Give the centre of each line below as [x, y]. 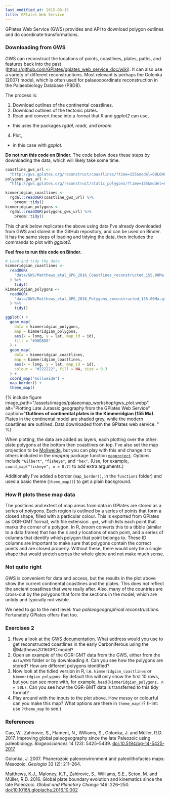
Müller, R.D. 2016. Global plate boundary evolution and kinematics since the [84, 779]
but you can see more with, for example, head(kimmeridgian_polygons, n [88, 682]
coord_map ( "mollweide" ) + [37, 378]
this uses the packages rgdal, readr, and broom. [62, 125]
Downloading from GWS [35, 48]
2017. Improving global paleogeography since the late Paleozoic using [78, 738]
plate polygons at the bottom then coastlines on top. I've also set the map [82, 445]
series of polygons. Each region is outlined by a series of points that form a [83, 511]
